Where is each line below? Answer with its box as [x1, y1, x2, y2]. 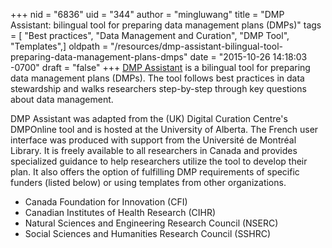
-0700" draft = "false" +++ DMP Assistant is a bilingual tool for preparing [10, 62, 311, 73]
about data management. [10, 94, 114, 105]
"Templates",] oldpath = [10, 40, 109, 52]
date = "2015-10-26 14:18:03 [189, 51, 308, 63]
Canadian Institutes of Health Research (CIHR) [24, 207, 217, 218]
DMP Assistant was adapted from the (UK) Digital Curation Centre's [10, 113, 288, 124]
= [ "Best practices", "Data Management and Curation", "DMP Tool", [10, 30, 290, 41]
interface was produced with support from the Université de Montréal [10, 134, 297, 146]
